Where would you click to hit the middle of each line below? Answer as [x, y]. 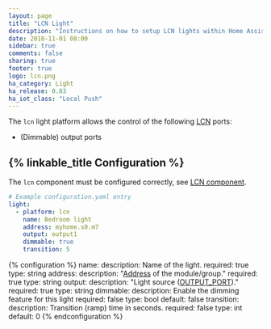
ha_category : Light [41, 83]
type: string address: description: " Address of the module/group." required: [133, 274]
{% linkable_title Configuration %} [96, 162]
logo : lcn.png [32, 76]
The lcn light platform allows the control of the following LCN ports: [120, 121]
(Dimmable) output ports [61, 137]
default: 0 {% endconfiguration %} [66, 317]
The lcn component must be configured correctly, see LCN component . [127, 182]
